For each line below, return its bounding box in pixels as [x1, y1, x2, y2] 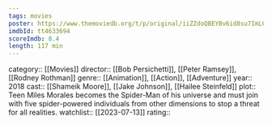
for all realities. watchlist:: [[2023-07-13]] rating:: [8, 107, 171, 118]
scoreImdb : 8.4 [8, 34, 60, 43]
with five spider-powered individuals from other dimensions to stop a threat [8, 99, 261, 109]
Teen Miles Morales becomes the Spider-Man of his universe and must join [8, 90, 259, 100]
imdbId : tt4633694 [8, 27, 70, 35]
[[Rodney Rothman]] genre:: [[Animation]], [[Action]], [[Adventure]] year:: [8, 73, 253, 83]
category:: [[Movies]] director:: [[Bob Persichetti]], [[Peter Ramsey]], [8, 64, 237, 74]
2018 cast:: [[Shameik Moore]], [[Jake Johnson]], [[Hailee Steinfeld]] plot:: [8, 82, 257, 92]
